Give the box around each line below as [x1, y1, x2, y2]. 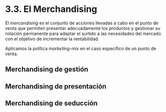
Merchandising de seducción [5, 99, 98, 108]
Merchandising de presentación [5, 82, 107, 91]
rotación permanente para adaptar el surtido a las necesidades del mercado [5, 30, 162, 36]
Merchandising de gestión [5, 65, 89, 74]
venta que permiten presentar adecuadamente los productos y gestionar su [5, 25, 161, 31]
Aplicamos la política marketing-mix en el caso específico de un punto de [5, 45, 157, 51]
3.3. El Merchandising [5, 3, 97, 15]
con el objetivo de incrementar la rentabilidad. [5, 36, 100, 42]
